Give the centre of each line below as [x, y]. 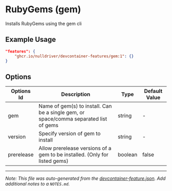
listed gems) [53, 161]
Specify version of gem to [70, 134]
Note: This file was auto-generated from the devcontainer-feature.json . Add [85, 178]
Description [76, 94]
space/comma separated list [73, 119]
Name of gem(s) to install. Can [75, 106]
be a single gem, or [62, 112]
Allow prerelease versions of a [75, 148]
